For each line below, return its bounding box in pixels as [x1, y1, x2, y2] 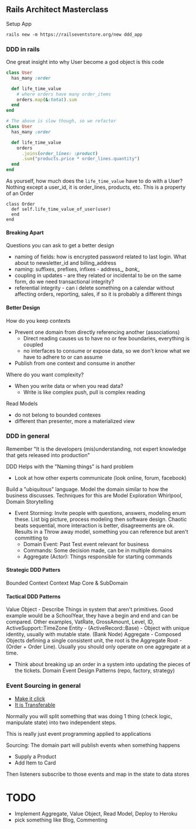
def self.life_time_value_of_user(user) [11, 206, 111, 213]
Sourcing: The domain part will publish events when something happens [6, 741, 180, 749]
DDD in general [6, 432, 50, 440]
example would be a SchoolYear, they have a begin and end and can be [6, 612, 178, 619]
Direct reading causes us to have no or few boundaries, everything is [23, 335, 190, 342]
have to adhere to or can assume [23, 353, 103, 360]
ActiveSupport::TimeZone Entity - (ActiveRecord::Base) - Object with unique [6, 625, 190, 632]
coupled [23, 341, 43, 348]
